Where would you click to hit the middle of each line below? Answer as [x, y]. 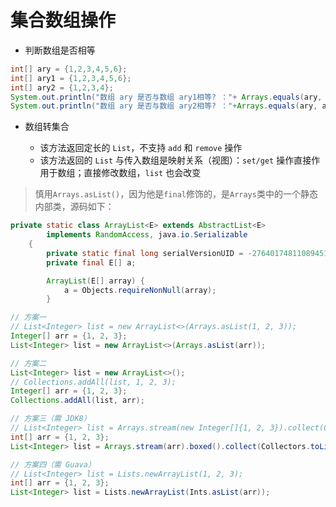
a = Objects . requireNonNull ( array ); [140, 290]
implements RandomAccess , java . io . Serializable [147, 235]
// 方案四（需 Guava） [53, 464]
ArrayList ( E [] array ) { [95, 281]
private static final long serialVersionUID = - [149, 253]
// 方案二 [28, 363]
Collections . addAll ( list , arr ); [77, 401]
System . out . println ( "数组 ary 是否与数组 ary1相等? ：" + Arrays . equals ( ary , [166, 97]
